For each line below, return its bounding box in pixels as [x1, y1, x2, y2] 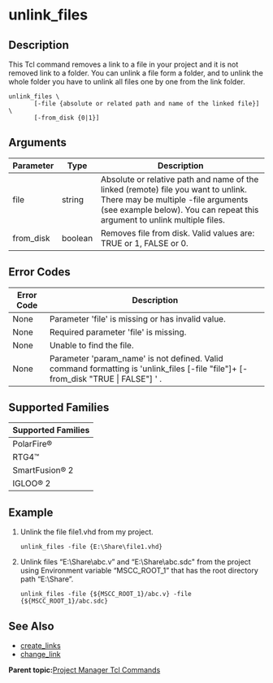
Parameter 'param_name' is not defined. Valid [49, 352, 223, 364]
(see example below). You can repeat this [100, 204, 259, 215]
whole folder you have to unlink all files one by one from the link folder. [8, 77, 245, 86]
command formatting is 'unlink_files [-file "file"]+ [49, 363, 237, 374]
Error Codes [8, 266, 71, 279]
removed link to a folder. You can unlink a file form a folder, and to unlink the [8, 68, 264, 78]
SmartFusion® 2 [12, 465, 74, 476]
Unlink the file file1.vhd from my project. [19, 527, 154, 537]
